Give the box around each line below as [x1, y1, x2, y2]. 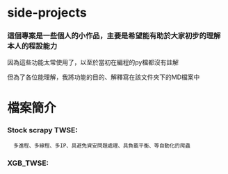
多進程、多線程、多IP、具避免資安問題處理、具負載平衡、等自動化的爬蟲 [13, 142, 191, 149]
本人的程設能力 [7, 42, 58, 51]
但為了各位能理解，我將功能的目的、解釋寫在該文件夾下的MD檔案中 [7, 73, 200, 81]
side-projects [7, 5, 87, 21]
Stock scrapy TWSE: [7, 125, 78, 134]
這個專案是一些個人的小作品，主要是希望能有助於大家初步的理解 [7, 31, 221, 41]
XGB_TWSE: [7, 158, 49, 168]
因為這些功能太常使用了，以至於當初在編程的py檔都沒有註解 [7, 58, 179, 67]
